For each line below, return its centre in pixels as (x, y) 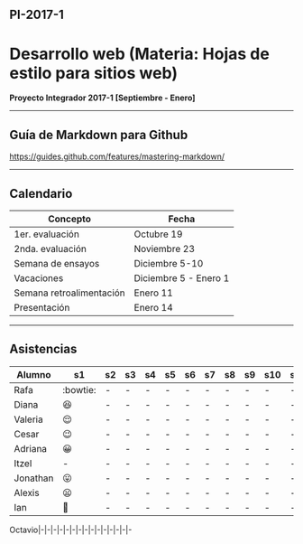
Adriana (31, 448)
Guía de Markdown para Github (99, 135)
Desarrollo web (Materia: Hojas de (140, 54)
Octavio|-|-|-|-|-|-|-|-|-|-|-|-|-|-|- (71, 530)
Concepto (70, 219)
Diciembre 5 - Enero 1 (182, 277)
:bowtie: (79, 389)
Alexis (27, 492)
